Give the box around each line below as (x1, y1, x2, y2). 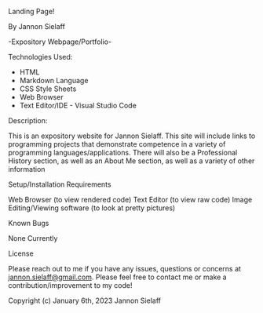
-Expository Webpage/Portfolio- (8, 37, 112, 46)
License (8, 249, 34, 258)
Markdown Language (19, 76, 89, 85)
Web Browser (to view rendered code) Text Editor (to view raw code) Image (8, 195, 253, 204)
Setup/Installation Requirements (8, 180, 111, 189)
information (8, 165, 46, 173)
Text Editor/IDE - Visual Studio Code (19, 101, 137, 110)
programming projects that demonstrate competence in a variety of (8, 140, 226, 148)
